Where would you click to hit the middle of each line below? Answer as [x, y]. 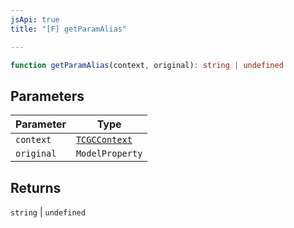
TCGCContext [104, 140]
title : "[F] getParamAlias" [69, 29]
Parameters [47, 96]
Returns [36, 187]
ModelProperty [109, 154]
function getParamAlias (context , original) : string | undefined [147, 65]
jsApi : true [35, 19]
